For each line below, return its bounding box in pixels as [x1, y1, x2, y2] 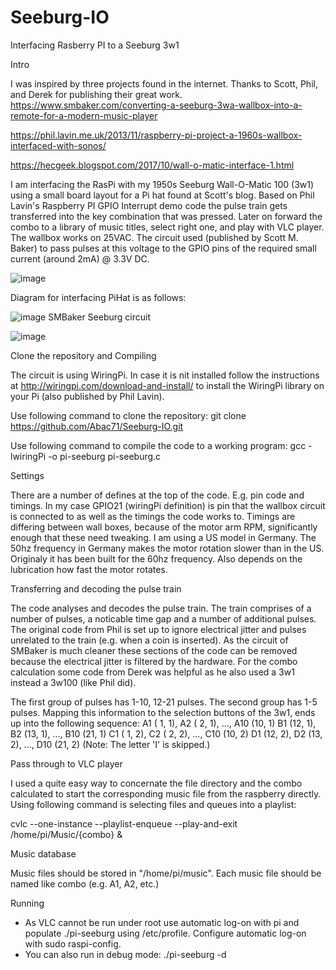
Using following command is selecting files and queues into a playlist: [10, 798, 297, 810]
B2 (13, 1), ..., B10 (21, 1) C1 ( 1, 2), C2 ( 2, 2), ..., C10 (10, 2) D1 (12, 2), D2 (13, [10, 727, 323, 740]
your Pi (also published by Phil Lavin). [10, 390, 165, 402]
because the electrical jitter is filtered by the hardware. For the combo [10, 655, 298, 667]
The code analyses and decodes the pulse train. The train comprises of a [10, 602, 312, 614]
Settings [10, 469, 45, 481]
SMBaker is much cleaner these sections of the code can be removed [10, 644, 298, 656]
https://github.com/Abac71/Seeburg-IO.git [10, 420, 184, 432]
